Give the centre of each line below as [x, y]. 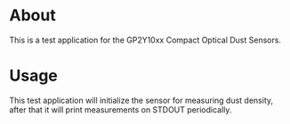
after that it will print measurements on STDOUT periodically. [121, 109]
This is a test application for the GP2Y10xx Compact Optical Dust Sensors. [145, 40]
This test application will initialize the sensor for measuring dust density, [141, 100]
